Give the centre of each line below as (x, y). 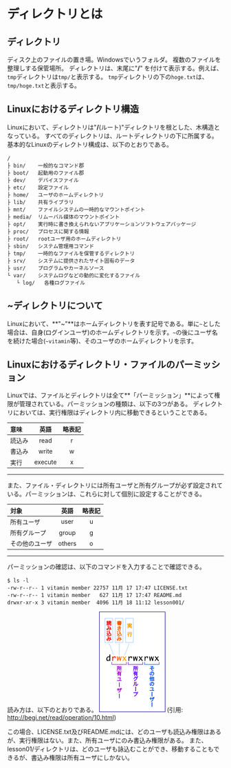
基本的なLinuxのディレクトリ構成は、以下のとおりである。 (90, 144)
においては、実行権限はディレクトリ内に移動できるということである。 (112, 413)
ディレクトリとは (55, 14)
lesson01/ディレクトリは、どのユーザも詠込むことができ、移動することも (110, 749)
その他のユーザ (31, 544)
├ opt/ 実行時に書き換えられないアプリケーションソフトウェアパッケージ (102, 224)
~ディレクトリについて (55, 306)
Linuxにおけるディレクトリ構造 (73, 109)
